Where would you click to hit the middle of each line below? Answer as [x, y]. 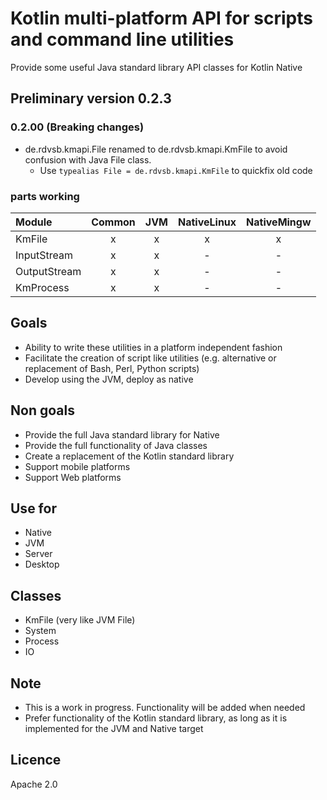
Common [113, 222]
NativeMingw [279, 222]
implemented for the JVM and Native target [114, 728]
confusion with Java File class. [88, 159]
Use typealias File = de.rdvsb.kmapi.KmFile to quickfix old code [176, 170]
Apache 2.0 [34, 784]
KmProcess [42, 287]
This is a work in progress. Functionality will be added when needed [165, 707]
